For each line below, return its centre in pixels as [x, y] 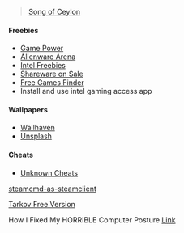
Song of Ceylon [54, 12]
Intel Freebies [43, 66]
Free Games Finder [52, 83]
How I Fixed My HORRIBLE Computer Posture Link [92, 220]
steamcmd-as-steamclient [53, 189]
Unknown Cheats [49, 172]
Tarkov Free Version [42, 204]
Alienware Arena [48, 57]
